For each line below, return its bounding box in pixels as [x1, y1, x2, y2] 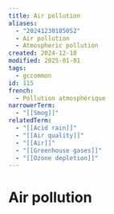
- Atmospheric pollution [15, 42, 99, 50]
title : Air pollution [8, 11, 81, 20]
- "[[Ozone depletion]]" [15, 154, 99, 162]
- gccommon [15, 72, 52, 80]
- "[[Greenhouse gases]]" [15, 146, 103, 154]
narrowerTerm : [8, 101, 56, 109]
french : [8, 86, 35, 95]
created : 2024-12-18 [8, 49, 78, 57]
